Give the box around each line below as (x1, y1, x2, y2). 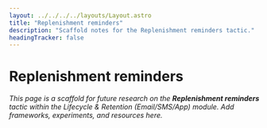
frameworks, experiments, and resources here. (9, 111, 163, 120)
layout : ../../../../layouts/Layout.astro (9, 11, 152, 20)
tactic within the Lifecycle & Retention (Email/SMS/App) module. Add (9, 102, 234, 111)
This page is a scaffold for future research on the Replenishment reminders (9, 94, 260, 104)
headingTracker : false (9, 33, 84, 42)
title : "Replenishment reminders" (9, 19, 124, 27)
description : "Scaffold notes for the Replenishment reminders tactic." (9, 26, 255, 34)
